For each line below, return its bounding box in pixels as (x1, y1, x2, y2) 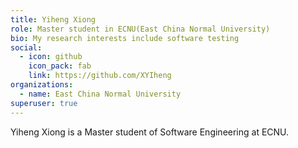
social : (10, 42, 43, 53)
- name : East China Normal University (19, 89, 182, 99)
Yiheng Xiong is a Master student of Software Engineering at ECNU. (10, 126, 290, 138)
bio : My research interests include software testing (10, 33, 240, 43)
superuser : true (10, 98, 78, 108)
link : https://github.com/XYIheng (28, 71, 172, 81)
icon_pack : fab (28, 61, 92, 71)
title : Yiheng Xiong (10, 14, 97, 25)
